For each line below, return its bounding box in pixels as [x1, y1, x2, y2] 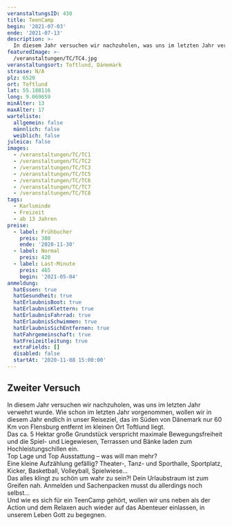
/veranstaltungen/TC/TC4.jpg [13, 55, 97, 62]
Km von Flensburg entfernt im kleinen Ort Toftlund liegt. [7, 422, 166, 431]
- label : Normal [13, 248, 60, 255]
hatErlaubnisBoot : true [13, 299, 81, 306]
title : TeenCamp [7, 17, 54, 23]
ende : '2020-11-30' [19, 241, 76, 249]
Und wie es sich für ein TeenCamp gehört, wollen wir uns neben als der [7, 496, 211, 504]
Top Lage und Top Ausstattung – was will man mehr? [7, 451, 157, 460]
